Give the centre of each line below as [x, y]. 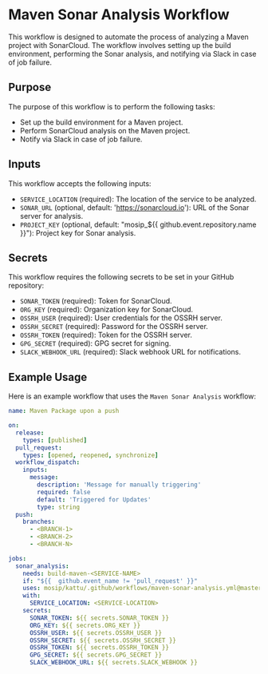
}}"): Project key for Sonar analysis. [78, 232]
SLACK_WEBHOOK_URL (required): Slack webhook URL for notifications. [130, 352]
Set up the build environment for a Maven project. [101, 122]
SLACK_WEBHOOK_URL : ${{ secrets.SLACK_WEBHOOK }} [113, 663]
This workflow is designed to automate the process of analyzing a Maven [128, 37]
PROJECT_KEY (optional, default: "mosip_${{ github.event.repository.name [138, 224]
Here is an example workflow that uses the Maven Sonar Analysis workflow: [132, 396]
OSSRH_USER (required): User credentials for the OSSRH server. [121, 318]
